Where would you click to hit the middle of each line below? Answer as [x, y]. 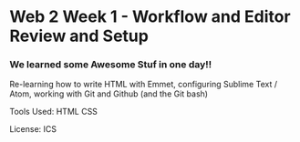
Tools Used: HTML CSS [54, 112]
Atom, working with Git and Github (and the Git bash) [109, 94]
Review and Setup [79, 36]
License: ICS [33, 129]
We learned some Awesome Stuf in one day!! [111, 65]
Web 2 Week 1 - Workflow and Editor [150, 17]
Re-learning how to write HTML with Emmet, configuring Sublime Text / [144, 85]
